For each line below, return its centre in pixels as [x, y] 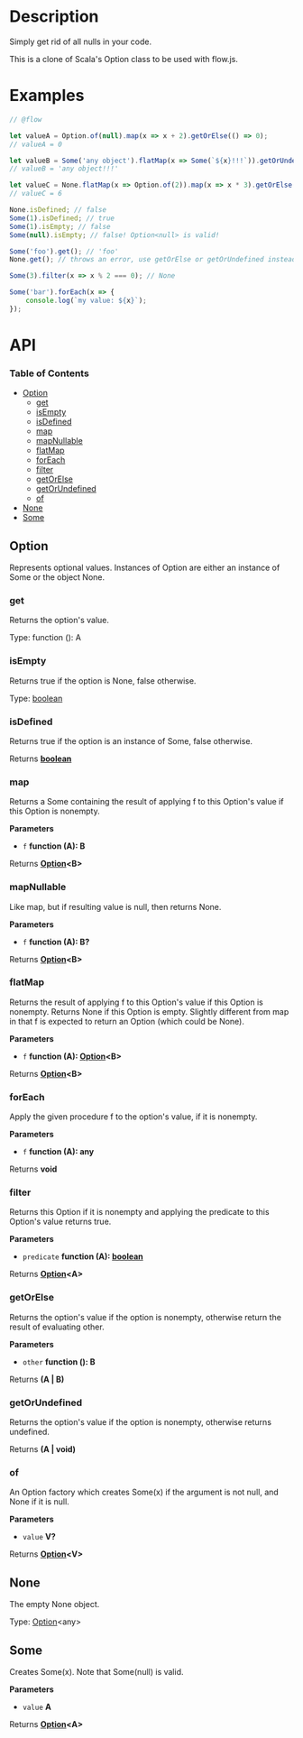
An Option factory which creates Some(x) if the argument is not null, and [144, 1492]
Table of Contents [50, 373]
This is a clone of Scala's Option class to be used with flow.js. [124, 59]
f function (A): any [58, 1152]
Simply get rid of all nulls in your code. [81, 41]
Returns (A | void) [43, 1449]
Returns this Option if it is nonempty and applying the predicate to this [139, 1212]
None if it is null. [39, 1502]
